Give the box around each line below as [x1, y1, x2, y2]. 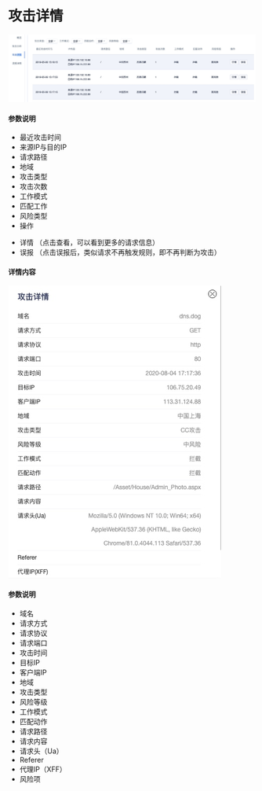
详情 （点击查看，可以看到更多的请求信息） [19, 237, 159, 248]
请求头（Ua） [19, 746, 64, 756]
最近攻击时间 [19, 133, 61, 142]
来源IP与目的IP [19, 142, 67, 152]
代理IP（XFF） [19, 764, 67, 774]
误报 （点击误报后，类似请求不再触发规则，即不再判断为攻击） [19, 248, 221, 257]
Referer [19, 755, 45, 764]
